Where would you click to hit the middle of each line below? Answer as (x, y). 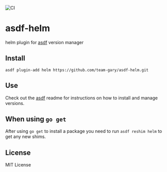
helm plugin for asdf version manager (44, 42)
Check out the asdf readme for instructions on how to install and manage (82, 98)
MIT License (18, 165)
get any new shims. (26, 136)
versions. (15, 103)
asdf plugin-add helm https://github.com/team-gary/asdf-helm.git (77, 70)
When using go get (36, 119)
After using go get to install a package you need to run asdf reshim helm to (84, 131)
